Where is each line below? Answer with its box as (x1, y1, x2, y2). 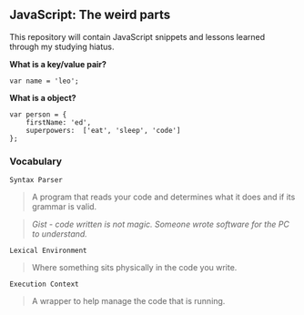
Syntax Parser (9, 176, 64, 185)
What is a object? (9, 92, 76, 103)
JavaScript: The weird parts (9, 7, 171, 23)
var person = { (9, 109, 67, 119)
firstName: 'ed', (25, 117, 92, 127)
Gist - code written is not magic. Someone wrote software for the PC (31, 218, 289, 230)
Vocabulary (9, 155, 62, 168)
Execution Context (9, 279, 79, 290)
